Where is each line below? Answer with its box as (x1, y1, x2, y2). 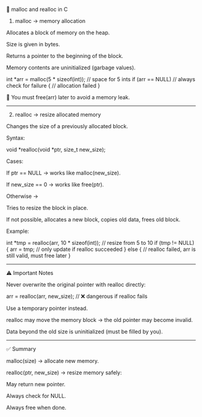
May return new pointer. (6, 381, 66, 388)
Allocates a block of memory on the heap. (6, 29, 110, 36)
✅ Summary (6, 345, 36, 352)
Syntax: (6, 134, 25, 141)
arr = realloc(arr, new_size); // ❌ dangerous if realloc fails (6, 292, 148, 300)
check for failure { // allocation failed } (6, 82, 100, 89)
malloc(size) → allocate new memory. (6, 357, 99, 364)
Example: (6, 227, 29, 235)
